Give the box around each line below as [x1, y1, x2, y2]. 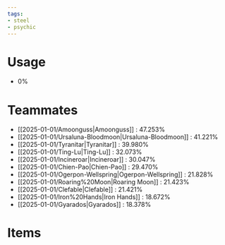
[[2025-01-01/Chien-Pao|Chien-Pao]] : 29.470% [17, 163, 159, 172]
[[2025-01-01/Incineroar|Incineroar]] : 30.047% [17, 155, 156, 164]
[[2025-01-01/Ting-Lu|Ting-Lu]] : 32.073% [17, 148, 142, 156]
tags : [7, 10, 23, 18]
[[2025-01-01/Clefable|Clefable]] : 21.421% [17, 185, 143, 194]
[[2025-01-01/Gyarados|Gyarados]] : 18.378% [17, 201, 152, 209]
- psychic [7, 23, 37, 30]
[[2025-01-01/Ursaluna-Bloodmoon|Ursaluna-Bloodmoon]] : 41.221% [17, 133, 219, 141]
